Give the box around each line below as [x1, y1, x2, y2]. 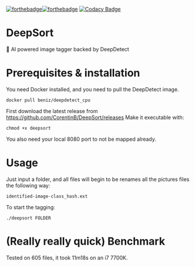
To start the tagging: [6, 203, 56, 210]
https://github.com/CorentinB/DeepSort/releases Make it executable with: [6, 114, 184, 121]
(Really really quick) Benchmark [6, 235, 166, 248]
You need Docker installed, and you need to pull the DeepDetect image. [6, 85, 179, 93]
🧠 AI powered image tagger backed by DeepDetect [6, 45, 129, 52]
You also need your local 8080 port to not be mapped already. [6, 136, 157, 143]
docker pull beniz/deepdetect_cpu [6, 97, 91, 103]
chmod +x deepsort [6, 125, 51, 131]
